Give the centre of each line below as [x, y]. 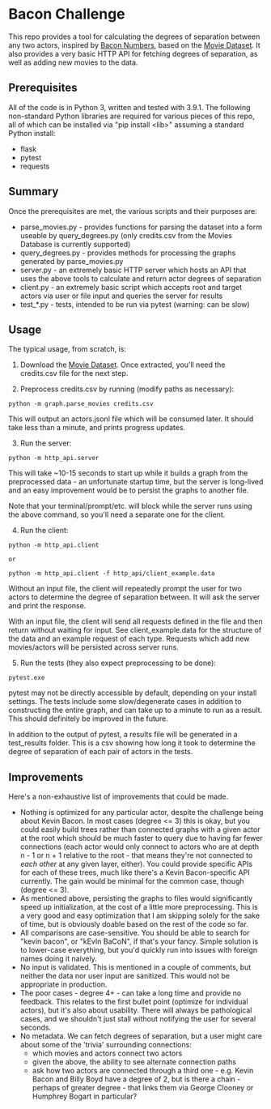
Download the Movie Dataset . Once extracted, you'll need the [123, 365]
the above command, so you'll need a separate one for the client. [117, 514]
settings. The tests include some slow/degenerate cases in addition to [125, 702]
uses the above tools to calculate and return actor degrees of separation [141, 278]
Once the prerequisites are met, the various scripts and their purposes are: [133, 211]
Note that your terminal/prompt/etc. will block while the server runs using [130, 506]
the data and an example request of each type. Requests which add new [129, 639]
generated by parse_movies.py [72, 261]
